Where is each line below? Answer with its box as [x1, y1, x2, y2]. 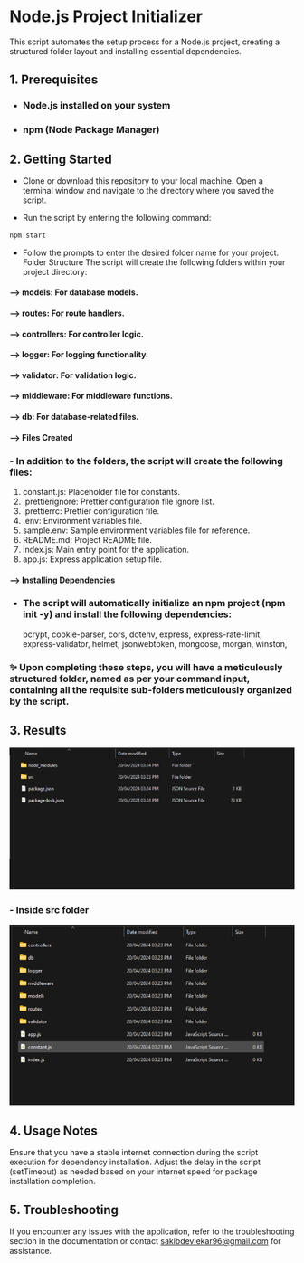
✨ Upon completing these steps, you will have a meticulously [9, 660, 283, 673]
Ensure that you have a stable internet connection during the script [9, 1147, 259, 1158]
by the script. [9, 695, 70, 707]
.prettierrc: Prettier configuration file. [22, 505, 160, 517]
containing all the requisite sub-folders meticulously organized [9, 683, 292, 696]
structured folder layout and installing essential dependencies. [9, 45, 242, 56]
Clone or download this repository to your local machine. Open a [22, 175, 264, 186]
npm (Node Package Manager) [22, 124, 160, 137]
